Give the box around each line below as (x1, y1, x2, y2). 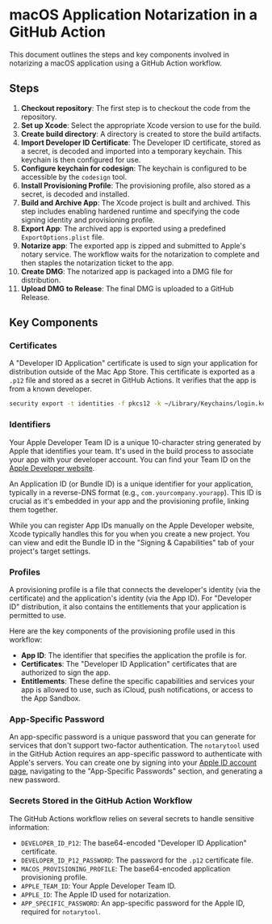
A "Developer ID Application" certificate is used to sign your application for (9, 358, 258, 368)
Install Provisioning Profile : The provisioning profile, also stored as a (20, 180, 251, 190)
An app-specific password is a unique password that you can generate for (9, 732, 257, 742)
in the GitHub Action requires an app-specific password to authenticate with (9, 749, 262, 759)
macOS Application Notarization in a (9, 6, 257, 24)
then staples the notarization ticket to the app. (20, 257, 174, 268)
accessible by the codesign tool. (20, 172, 128, 181)
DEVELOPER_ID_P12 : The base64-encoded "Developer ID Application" (20, 837, 247, 847)
